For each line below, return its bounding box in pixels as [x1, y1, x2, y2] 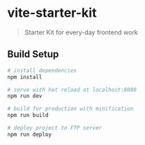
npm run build [7, 112, 49, 119]
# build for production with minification [7, 105, 134, 113]
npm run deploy [7, 131, 52, 138]
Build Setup [7, 48, 59, 60]
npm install [7, 74, 42, 81]
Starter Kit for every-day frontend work [24, 28, 139, 36]
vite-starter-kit [7, 5, 97, 21]
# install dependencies [7, 67, 77, 74]
